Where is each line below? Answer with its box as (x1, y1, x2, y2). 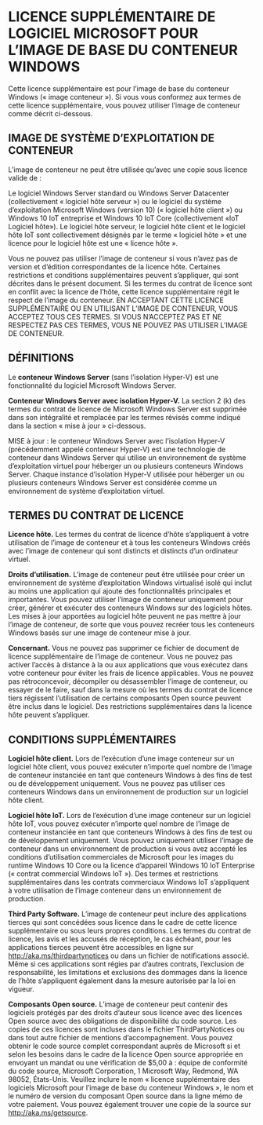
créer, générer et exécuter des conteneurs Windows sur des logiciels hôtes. (8, 603, 253, 612)
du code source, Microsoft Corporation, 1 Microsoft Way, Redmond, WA (8, 1066, 239, 1076)
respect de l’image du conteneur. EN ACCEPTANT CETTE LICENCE (8, 295, 225, 305)
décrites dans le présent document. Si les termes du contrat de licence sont (8, 279, 253, 288)
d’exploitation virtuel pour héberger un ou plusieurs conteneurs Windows (8, 461, 244, 470)
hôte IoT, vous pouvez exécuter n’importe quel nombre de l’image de (8, 819, 230, 828)
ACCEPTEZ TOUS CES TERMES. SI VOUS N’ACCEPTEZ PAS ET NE (8, 312, 222, 321)
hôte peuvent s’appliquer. (8, 710, 90, 720)
